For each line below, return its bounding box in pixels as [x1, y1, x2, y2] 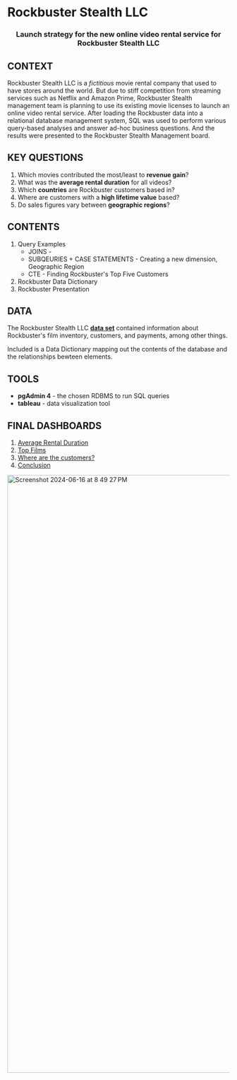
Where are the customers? [17, 453, 95, 462]
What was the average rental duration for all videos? [17, 178, 172, 186]
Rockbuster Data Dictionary [17, 277, 98, 286]
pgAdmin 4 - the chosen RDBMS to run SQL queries [17, 392, 170, 400]
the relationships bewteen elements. [7, 352, 113, 361]
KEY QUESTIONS [7, 152, 84, 164]
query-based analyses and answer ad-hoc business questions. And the [7, 124, 215, 132]
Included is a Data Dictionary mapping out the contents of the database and [7, 345, 228, 354]
